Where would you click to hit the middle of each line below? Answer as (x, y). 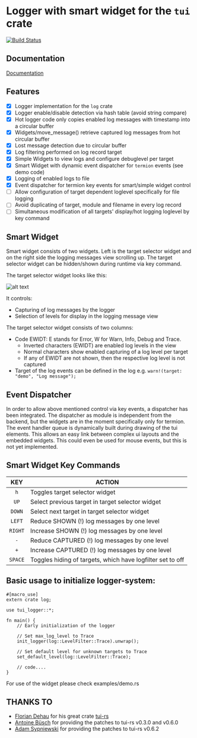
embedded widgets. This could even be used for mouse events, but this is (96, 440)
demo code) (30, 172)
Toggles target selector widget (73, 492)
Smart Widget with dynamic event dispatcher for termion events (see (99, 165)
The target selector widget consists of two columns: (70, 328)
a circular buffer (34, 126)
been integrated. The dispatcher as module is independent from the (89, 415)
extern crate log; (29, 600)
